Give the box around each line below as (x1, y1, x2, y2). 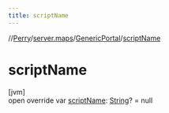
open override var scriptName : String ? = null (8, 96, 153, 105)
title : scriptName (8, 11, 69, 20)
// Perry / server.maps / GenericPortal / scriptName (8, 33, 161, 43)
